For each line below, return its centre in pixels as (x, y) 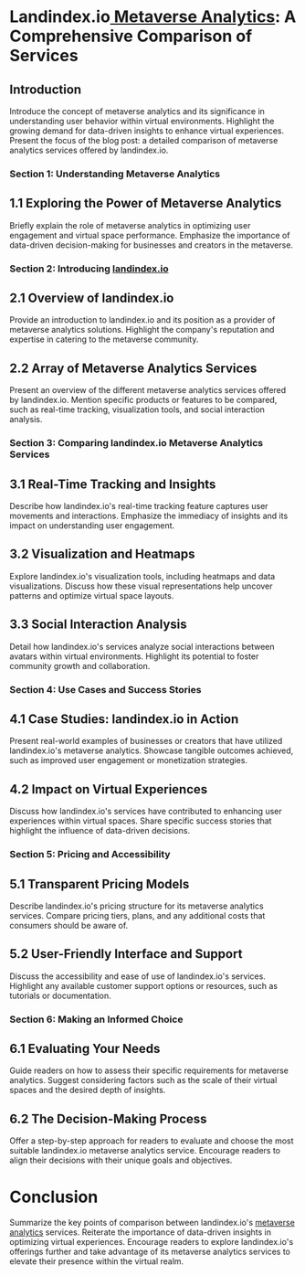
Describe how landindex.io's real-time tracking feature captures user (139, 506)
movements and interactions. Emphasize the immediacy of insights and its (149, 516)
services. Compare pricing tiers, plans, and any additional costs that (137, 915)
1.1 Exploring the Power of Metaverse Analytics (146, 203)
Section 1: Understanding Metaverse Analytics (115, 174)
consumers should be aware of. (69, 925)
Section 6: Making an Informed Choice (96, 1019)
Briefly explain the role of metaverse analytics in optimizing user (130, 225)
